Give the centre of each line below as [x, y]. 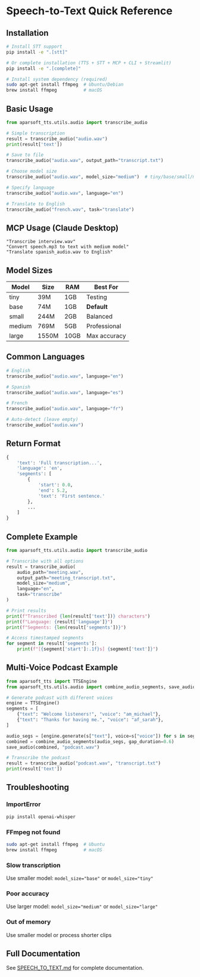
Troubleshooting [38, 787]
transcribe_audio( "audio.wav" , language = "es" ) [65, 392]
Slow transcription [33, 865]
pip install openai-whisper [41, 817]
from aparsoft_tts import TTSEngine [51, 681]
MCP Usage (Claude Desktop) [62, 228]
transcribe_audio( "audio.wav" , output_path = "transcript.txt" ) [85, 161]
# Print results [26, 611]
